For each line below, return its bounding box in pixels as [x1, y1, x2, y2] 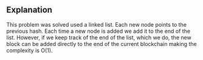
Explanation [6, 5, 53, 15]
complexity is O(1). [6, 47, 53, 54]
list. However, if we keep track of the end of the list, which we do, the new [6, 33, 191, 41]
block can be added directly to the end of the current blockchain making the [6, 40, 197, 47]
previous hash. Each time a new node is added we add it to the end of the [6, 27, 190, 35]
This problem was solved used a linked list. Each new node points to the [6, 21, 187, 28]
